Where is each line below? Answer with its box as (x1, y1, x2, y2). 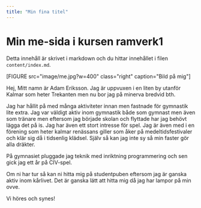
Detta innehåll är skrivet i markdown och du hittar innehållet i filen (6, 55, 168, 62)
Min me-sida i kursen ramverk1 (6, 34, 164, 48)
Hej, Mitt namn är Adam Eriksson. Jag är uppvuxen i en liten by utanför (6, 84, 181, 91)
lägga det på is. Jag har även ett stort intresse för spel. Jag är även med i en (6, 121, 195, 129)
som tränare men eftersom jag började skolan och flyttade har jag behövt (6, 115, 187, 122)
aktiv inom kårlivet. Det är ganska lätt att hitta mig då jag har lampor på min (6, 177, 191, 184)
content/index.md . (6, 61, 51, 68)
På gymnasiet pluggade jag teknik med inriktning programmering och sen (6, 152, 188, 159)
